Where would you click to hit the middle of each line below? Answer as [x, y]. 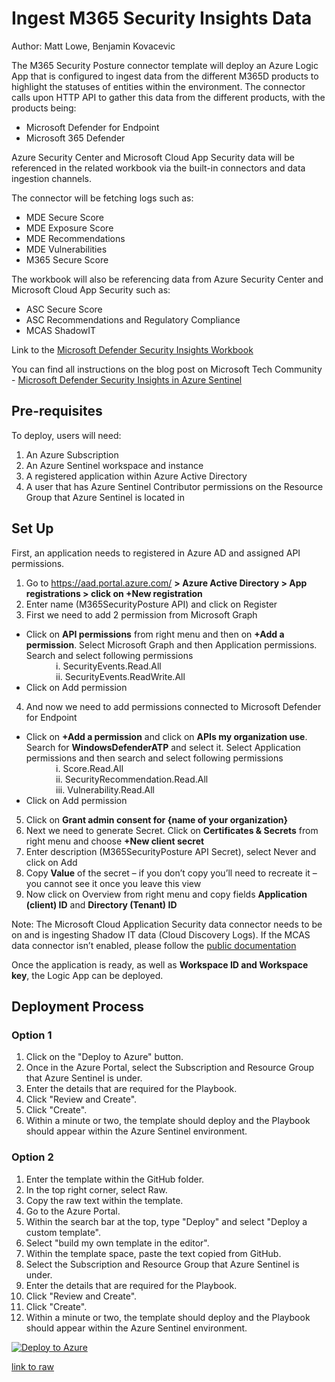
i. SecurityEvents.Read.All [108, 666]
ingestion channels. [52, 178]
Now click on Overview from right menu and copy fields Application [166, 894]
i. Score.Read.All [89, 768]
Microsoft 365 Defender [75, 138]
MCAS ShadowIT [61, 330]
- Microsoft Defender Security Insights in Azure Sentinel [127, 379]
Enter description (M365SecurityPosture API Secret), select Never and [171, 851]
